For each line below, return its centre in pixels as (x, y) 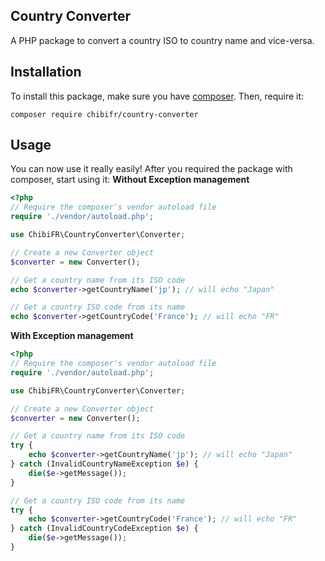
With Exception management (72, 336)
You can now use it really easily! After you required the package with (151, 169)
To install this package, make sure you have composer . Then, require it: (157, 96)
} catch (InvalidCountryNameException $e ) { (104, 464)
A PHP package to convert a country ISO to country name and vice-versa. (162, 40)
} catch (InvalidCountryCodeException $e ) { (104, 529)
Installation (46, 72)
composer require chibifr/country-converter (104, 114)
